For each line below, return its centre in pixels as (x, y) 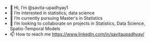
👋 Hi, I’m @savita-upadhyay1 (39, 8)
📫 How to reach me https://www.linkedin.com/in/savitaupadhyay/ (77, 34)
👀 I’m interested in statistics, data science (52, 13)
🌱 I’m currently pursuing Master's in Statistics (56, 18)
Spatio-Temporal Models (35, 29)
